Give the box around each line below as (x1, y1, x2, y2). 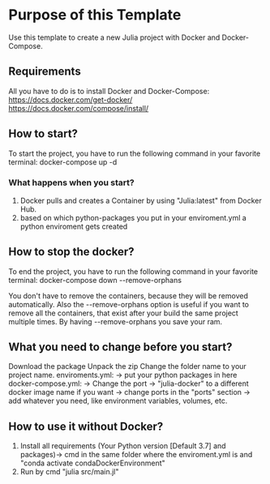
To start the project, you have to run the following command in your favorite (8, 148, 261, 158)
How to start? (8, 127, 79, 141)
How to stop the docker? (8, 245, 135, 259)
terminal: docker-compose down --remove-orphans (8, 275, 182, 285)
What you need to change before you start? (8, 341, 233, 354)
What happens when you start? (8, 177, 135, 188)
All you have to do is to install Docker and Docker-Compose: (8, 86, 210, 96)
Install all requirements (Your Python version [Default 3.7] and (19, 441, 226, 451)
